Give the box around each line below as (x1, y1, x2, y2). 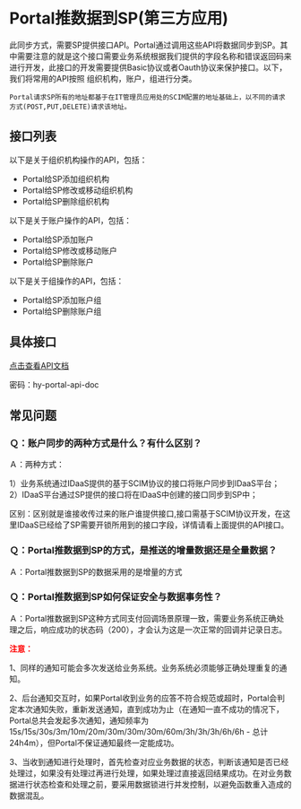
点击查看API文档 (9, 360, 70, 370)
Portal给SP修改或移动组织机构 (21, 185, 133, 196)
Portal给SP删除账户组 (21, 306, 102, 317)
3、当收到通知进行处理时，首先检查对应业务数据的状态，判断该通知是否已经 (9, 756, 289, 767)
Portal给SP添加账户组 (21, 294, 102, 305)
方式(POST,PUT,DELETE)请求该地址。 (9, 102, 132, 111)
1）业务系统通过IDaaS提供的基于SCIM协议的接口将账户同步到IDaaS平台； (9, 478, 280, 489)
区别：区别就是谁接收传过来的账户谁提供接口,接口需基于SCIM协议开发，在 (9, 509, 283, 519)
